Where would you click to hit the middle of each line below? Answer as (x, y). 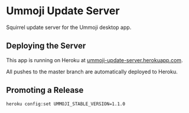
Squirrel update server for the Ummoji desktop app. (69, 27)
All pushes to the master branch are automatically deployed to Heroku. (92, 72)
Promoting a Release (45, 90)
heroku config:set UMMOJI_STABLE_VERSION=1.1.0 (66, 104)
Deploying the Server (46, 46)
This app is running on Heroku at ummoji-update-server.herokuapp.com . (94, 60)
